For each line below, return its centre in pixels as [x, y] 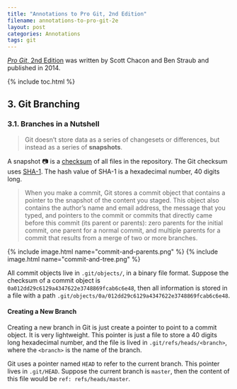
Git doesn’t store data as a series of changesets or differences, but [122, 140]
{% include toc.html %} [41, 81]
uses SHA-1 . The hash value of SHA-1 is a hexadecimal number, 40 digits [114, 171]
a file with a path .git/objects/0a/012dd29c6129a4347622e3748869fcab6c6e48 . [119, 295]
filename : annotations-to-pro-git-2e [63, 21]
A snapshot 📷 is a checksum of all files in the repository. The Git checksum [117, 161]
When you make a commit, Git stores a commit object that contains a [125, 193]
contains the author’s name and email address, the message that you [125, 208]
